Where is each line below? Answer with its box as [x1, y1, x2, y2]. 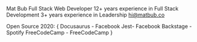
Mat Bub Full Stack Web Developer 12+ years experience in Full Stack [6, 5, 179, 12]
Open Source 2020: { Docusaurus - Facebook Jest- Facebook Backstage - [6, 23, 192, 30]
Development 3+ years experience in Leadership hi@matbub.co [6, 11, 165, 18]
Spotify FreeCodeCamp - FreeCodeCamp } [6, 29, 113, 36]
